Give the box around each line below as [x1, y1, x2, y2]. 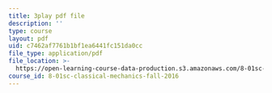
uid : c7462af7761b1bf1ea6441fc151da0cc [8, 42, 143, 50]
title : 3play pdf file [8, 11, 85, 20]
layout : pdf [8, 34, 49, 43]
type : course [8, 27, 53, 35]
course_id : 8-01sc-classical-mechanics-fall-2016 [8, 72, 180, 80]
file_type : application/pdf [8, 49, 104, 57]
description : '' [8, 19, 63, 27]
